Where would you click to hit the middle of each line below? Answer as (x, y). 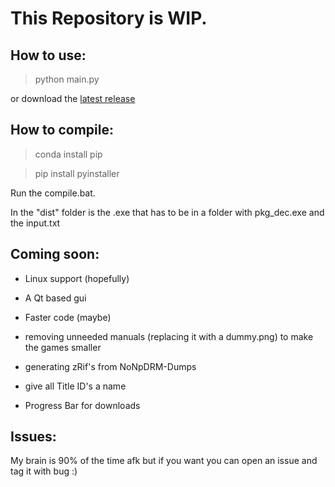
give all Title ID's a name (75, 386)
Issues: (33, 437)
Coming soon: (55, 254)
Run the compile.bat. (53, 193)
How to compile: (62, 130)
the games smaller (63, 347)
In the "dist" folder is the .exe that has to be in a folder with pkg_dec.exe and (167, 212)
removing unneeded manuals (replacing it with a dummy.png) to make (169, 336)
